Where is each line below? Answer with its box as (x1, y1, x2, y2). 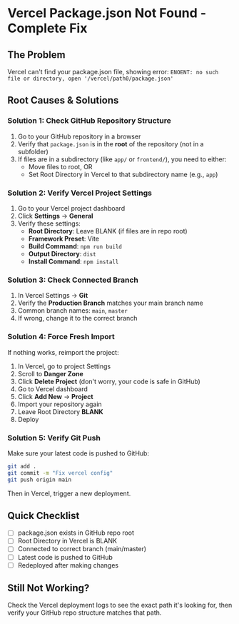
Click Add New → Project (17, 392, 94, 401)
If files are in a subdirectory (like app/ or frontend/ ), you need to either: (17, 155, 227, 163)
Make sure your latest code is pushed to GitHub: (7, 448, 150, 458)
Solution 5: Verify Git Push (7, 433, 101, 443)
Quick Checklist (7, 509, 80, 522)
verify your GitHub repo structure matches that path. (7, 608, 162, 617)
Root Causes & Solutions (7, 94, 119, 106)
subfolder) (17, 147, 49, 156)
